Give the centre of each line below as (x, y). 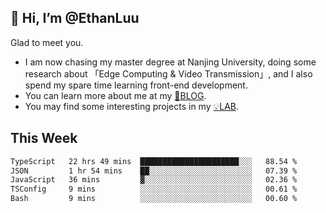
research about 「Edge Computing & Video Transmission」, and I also (168, 73)
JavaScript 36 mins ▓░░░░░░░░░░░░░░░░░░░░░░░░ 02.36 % (154, 180)
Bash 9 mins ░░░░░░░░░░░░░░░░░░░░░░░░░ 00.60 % (154, 199)
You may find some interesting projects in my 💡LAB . (132, 106)
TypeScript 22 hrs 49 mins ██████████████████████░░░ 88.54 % (154, 161)
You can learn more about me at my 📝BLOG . (115, 95)
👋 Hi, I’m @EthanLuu (75, 18)
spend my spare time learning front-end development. (136, 85)
